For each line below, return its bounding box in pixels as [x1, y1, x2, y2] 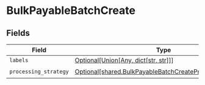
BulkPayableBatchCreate [6, 4, 136, 18]
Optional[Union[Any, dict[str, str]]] [74, 56, 174, 64]
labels [9, 57, 29, 64]
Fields [6, 28, 31, 38]
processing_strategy [9, 68, 69, 75]
